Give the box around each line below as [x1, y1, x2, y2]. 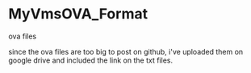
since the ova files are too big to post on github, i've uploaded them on [8, 47, 244, 56]
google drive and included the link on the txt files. [8, 55, 174, 65]
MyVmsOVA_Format [8, 5, 148, 23]
